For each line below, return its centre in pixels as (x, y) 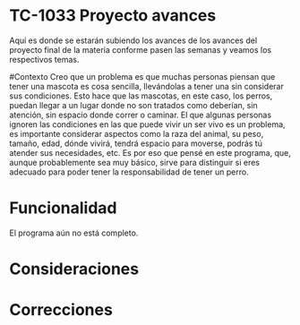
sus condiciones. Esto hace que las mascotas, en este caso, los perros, (141, 96)
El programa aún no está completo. (74, 233)
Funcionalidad (64, 208)
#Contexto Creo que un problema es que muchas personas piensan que (142, 76)
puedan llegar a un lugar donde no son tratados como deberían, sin (133, 105)
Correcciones (61, 310)
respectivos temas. (44, 59)
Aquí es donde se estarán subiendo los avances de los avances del (133, 40)
